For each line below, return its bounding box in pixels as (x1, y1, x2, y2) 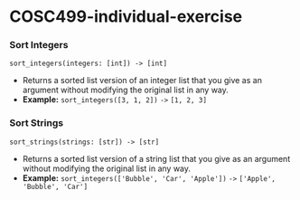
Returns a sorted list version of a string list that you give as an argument (22, 153, 291, 164)
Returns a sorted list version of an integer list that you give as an (22, 75, 262, 86)
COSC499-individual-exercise (9, 6, 243, 27)
